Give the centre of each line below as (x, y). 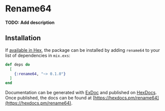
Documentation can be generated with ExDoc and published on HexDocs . (81, 93)
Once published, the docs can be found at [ (50, 98)
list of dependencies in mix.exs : (38, 55)
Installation (23, 38)
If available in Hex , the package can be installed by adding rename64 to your (82, 50)
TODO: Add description (30, 22)
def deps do (17, 64)
